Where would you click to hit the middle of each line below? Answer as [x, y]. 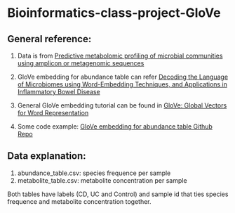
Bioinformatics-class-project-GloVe [114, 13]
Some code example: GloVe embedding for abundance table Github [115, 127]
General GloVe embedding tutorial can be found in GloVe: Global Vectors [122, 105]
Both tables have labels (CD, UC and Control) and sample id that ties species [118, 194]
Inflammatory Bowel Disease [59, 92]
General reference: [49, 39]
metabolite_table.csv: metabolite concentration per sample [102, 180]
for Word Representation [53, 113]
